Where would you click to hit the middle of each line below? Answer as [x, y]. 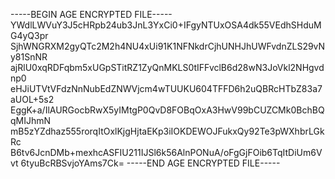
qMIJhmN [31, 120]
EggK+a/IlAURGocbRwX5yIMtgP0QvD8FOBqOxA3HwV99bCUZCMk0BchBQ [167, 110]
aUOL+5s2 [32, 99]
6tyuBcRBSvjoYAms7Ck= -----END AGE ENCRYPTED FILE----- [150, 163]
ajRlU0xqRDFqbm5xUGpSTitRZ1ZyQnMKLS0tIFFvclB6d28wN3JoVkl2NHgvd [167, 67]
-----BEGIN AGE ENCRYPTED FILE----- [91, 14]
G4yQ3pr [29, 35]
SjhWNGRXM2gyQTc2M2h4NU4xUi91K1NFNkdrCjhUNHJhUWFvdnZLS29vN [168, 46]
